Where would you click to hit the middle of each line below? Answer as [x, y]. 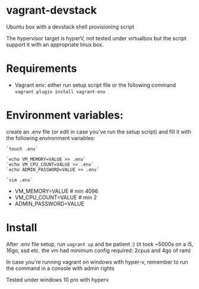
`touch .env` [22, 149]
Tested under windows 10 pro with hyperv [57, 280]
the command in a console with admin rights [60, 268]
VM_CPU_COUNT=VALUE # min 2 [56, 197]
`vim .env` [20, 180]
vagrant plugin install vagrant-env [60, 92]
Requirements [42, 69]
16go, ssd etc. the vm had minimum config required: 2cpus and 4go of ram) [99, 250]
